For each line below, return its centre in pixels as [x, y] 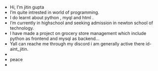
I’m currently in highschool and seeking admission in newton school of [81, 23]
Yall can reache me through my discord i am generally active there [77, 44]
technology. [22, 28]
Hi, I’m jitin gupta [27, 7]
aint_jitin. [19, 49]
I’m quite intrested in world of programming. [55, 12]
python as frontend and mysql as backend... [55, 38]
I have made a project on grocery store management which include [78, 33]
